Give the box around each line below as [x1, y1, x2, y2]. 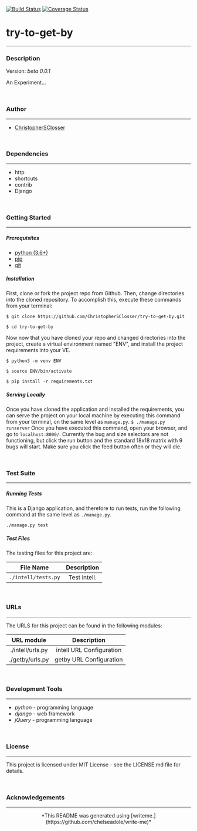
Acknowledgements [6, 793, 65, 802]
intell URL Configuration [56, 646, 122, 654]
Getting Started [6, 213, 51, 221]
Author [6, 105, 27, 113]
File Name [20, 563, 49, 572]
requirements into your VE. [6, 347, 71, 354]
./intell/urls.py [10, 646, 48, 654]
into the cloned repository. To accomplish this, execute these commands [6, 296, 182, 303]
